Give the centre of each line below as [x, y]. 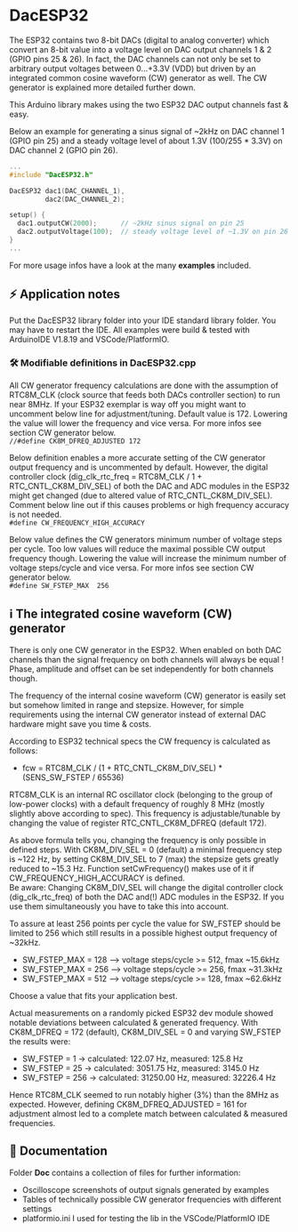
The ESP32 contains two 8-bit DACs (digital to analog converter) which [139, 40]
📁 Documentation [59, 1151]
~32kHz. [25, 942]
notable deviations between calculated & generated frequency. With [134, 1022]
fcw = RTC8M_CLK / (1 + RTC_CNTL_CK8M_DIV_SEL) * [122, 768]
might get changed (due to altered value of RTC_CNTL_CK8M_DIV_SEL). [141, 495]
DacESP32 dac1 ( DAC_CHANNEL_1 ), [67, 191]
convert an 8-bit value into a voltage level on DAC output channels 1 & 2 [141, 49]
